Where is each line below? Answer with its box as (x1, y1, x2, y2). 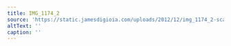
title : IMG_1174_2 (7, 9, 60, 17)
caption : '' (7, 28, 41, 36)
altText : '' (7, 22, 41, 29)
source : (7, 16, 30, 23)
